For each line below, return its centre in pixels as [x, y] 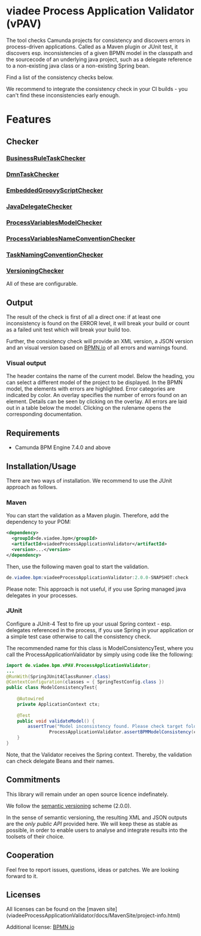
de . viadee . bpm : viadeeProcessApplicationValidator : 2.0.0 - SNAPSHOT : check [97, 577]
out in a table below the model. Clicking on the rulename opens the [89, 408]
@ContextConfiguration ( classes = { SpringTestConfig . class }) [85, 682]
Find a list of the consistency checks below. [60, 77]
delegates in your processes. [42, 595]
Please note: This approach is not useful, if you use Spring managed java [96, 589]
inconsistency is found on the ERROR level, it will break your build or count [98, 324]
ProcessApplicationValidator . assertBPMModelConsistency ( [121, 732]
